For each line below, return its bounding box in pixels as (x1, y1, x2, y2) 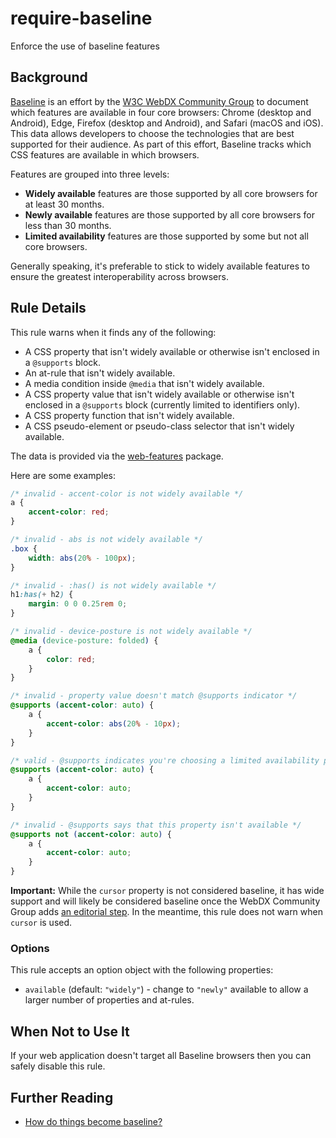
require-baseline (10, 7, 153, 30)
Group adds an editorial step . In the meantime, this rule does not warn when (10, 906, 323, 918)
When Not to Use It (10, 1023, 130, 1040)
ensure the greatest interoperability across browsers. (10, 270, 229, 282)
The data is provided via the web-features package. (10, 450, 224, 462)
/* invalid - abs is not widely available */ (10, 535, 203, 545)
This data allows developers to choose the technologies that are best (10, 127, 295, 139)
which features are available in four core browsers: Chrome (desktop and (10, 106, 312, 118)
